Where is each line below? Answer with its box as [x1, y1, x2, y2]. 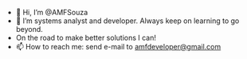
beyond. [15, 25, 44, 33]
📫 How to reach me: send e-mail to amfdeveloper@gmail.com [15, 42, 222, 51]
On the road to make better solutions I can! [15, 33, 157, 42]
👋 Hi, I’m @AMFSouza [15, 8, 88, 17]
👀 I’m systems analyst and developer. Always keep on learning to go [15, 16, 240, 26]
